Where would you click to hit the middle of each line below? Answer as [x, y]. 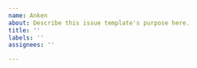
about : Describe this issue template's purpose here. [99, 23]
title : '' [25, 30]
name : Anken [28, 15]
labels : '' [26, 38]
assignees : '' [32, 45]
